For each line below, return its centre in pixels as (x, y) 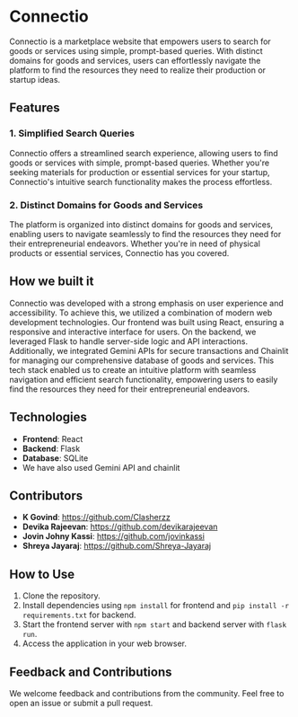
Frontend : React (53, 438)
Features (35, 108)
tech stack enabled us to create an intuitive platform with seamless (133, 369)
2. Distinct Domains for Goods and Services (106, 205)
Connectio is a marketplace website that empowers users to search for (140, 41)
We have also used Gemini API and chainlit (101, 467)
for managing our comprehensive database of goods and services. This (142, 360)
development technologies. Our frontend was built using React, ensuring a (147, 322)
